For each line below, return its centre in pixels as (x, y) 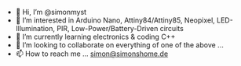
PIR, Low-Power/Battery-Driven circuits (120, 28)
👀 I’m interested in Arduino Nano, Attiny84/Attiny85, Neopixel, (115, 20)
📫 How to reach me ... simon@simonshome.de (92, 54)
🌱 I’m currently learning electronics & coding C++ (95, 36)
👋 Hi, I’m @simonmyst (51, 12)
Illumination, (35, 28)
